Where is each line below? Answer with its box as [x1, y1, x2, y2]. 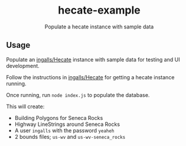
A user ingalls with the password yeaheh [14, 126, 115, 134]
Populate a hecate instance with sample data [44, 23, 154, 30]
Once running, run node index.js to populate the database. [6, 91, 150, 98]
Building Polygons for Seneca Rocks [14, 114, 103, 121]
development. [6, 62, 40, 69]
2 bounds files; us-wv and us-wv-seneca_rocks [14, 133, 126, 140]
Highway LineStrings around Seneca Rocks [14, 121, 120, 128]
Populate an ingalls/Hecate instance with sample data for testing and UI [6, 56, 180, 63]
